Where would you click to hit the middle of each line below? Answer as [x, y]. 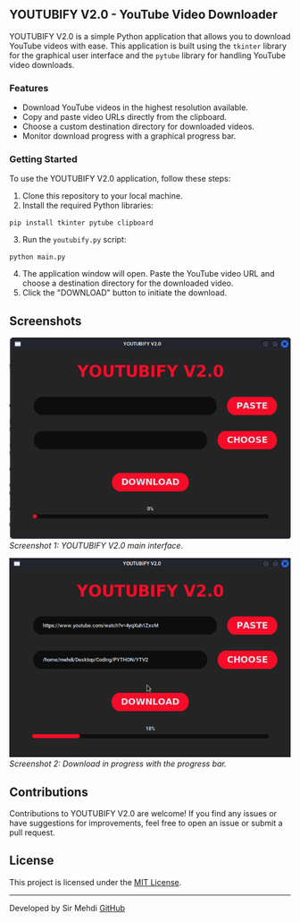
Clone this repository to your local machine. [102, 196]
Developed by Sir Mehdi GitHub [67, 908]
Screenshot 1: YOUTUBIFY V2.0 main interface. [96, 545]
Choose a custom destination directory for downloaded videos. [138, 127]
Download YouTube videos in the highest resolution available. [135, 107]
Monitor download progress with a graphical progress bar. [129, 136]
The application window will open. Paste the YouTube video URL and [148, 274]
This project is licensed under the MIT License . [96, 882]
